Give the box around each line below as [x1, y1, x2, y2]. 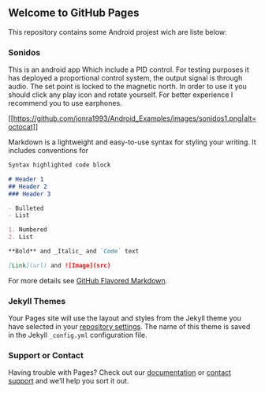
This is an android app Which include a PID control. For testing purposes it [8, 65, 250, 74]
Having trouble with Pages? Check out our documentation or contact [8, 368, 231, 377]
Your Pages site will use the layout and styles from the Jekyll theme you [8, 313, 242, 323]
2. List [8, 233, 34, 241]
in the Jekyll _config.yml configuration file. [8, 331, 147, 340]
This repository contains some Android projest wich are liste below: [8, 27, 227, 36]
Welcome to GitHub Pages [8, 6, 140, 20]
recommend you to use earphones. [8, 99, 122, 108]
